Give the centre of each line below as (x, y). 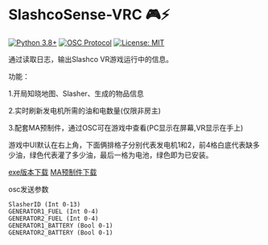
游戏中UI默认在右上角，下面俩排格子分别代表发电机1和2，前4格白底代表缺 (131, 144)
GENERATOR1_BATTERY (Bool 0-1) (61, 226)
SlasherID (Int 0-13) (45, 204)
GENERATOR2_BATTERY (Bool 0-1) (61, 233)
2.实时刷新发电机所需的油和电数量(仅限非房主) (85, 110)
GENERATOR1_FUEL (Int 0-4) (54, 211)
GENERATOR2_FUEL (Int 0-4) (54, 218)
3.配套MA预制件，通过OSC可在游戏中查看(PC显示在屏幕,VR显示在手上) (126, 127)
